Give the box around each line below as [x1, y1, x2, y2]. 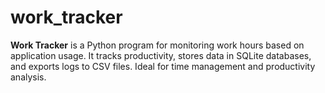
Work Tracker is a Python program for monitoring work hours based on [10, 39, 305, 51]
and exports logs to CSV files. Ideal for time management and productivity [10, 60, 316, 72]
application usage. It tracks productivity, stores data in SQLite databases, [10, 49, 312, 61]
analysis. [10, 71, 47, 83]
